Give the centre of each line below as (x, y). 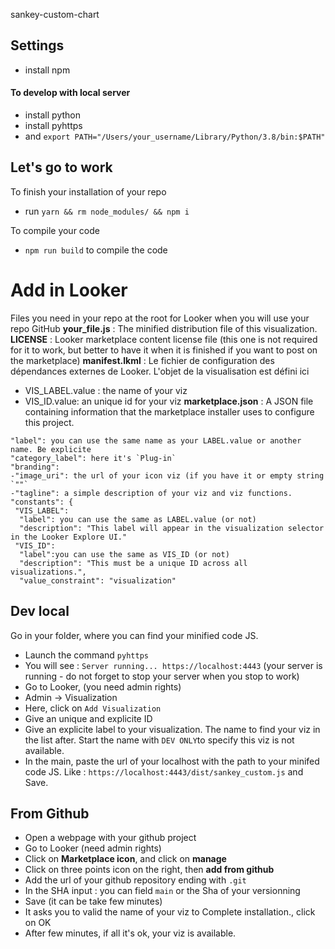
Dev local (40, 611)
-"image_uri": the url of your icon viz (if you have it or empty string (167, 475)
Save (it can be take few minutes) (93, 901)
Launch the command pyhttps (86, 655)
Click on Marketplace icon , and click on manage (125, 859)
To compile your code (55, 230)
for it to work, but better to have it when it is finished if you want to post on (164, 350)
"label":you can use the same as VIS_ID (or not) (124, 554)
